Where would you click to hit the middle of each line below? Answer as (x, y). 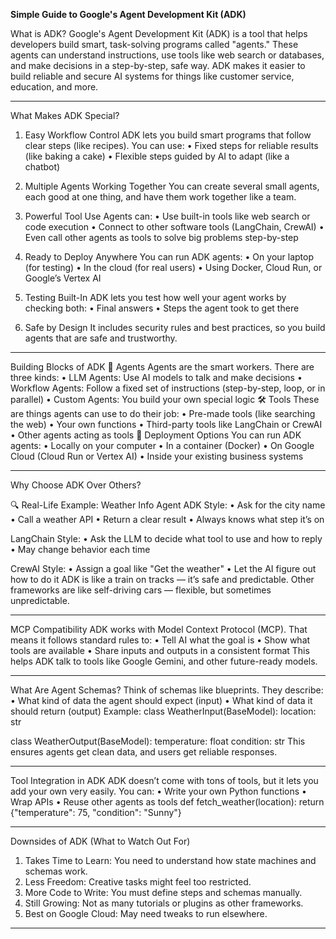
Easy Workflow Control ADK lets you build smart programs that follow (168, 135)
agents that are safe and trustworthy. (101, 338)
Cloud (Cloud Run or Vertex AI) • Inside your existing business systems (157, 456)
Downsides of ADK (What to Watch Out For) (100, 841)
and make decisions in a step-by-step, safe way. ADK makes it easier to (158, 65)
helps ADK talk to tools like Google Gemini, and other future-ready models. (164, 661)
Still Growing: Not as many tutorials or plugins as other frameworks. (164, 903)
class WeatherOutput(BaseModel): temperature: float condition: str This (158, 741)
